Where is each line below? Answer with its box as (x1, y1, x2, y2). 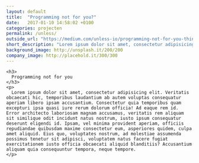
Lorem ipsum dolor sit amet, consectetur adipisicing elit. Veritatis (11, 89, 190, 95)
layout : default (6, 8, 46, 15)
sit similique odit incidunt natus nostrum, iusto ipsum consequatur (6, 115, 182, 121)
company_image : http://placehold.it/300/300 (6, 53, 118, 58)
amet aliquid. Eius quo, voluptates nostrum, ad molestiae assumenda (6, 131, 182, 136)
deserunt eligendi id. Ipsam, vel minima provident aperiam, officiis (6, 120, 184, 126)
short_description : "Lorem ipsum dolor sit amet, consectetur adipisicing (6, 42, 195, 48)
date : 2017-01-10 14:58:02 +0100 (6, 19, 94, 25)
